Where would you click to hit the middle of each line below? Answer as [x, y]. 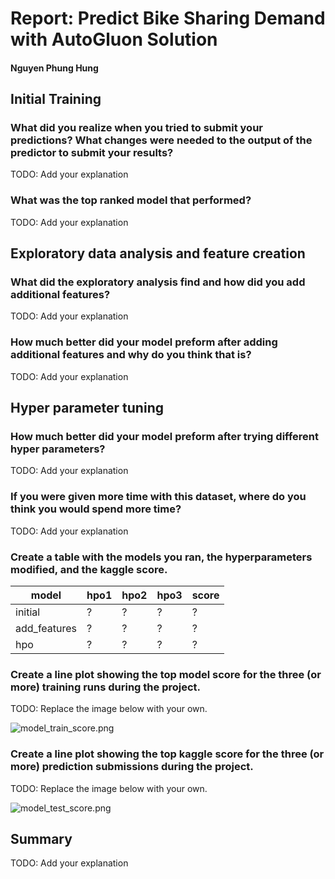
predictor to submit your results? [92, 153]
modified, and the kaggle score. [89, 569]
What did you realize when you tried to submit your [136, 128]
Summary [41, 839]
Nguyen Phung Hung [54, 68]
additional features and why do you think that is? [131, 355]
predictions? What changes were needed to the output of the [161, 140]
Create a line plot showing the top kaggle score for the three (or [167, 754]
